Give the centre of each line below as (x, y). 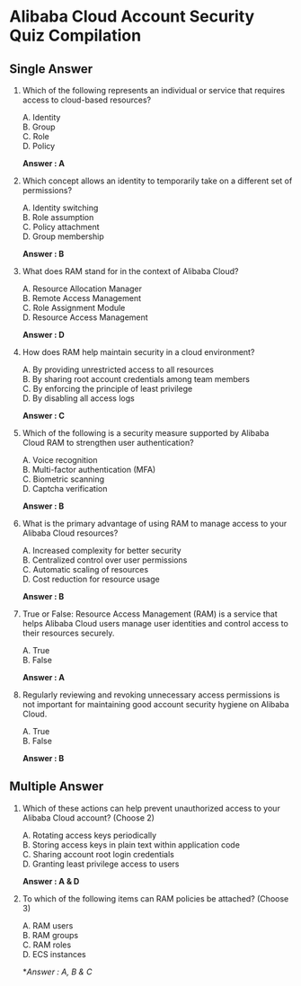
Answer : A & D (51, 881)
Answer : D (43, 335)
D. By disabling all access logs (78, 398)
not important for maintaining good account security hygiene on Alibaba (155, 704)
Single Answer (51, 69)
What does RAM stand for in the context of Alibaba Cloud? (131, 271)
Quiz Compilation (75, 36)
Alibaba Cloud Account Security (132, 17)
